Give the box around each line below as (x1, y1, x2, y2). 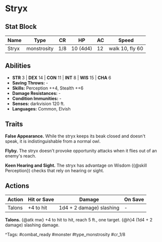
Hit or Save (27, 196, 55, 203)
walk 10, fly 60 (109, 45, 143, 52)
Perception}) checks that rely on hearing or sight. (5, 167, 104, 174)
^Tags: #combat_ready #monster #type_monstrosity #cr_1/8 (5, 232, 125, 238)
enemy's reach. (5, 153, 37, 159)
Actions (5, 182, 29, 190)
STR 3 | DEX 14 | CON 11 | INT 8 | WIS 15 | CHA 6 (12, 74, 111, 81)
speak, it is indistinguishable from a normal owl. (5, 138, 101, 144)
